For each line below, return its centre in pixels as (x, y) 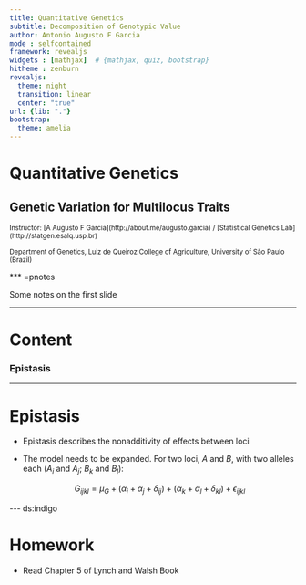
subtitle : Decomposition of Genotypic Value (95, 26)
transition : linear (55, 94)
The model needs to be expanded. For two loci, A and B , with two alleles (158, 459)
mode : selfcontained (51, 43)
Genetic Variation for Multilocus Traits (120, 207)
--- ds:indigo (33, 508)
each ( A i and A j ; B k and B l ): (73, 470)
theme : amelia (44, 129)
